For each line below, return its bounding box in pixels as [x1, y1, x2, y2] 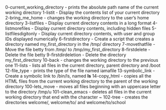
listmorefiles [5, 25, 31, 31]
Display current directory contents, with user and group [41, 31, 155, 36]
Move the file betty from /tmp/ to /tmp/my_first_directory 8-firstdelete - [5, 47, 151, 52]
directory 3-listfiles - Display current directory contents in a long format [5, 20, 152, 26]
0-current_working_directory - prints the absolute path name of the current [5, 4, 159, 10]
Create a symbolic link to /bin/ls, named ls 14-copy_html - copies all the [5, 73, 152, 79]
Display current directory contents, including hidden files [34, 25, 151, 31]
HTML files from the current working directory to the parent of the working [5, 78, 158, 84]
